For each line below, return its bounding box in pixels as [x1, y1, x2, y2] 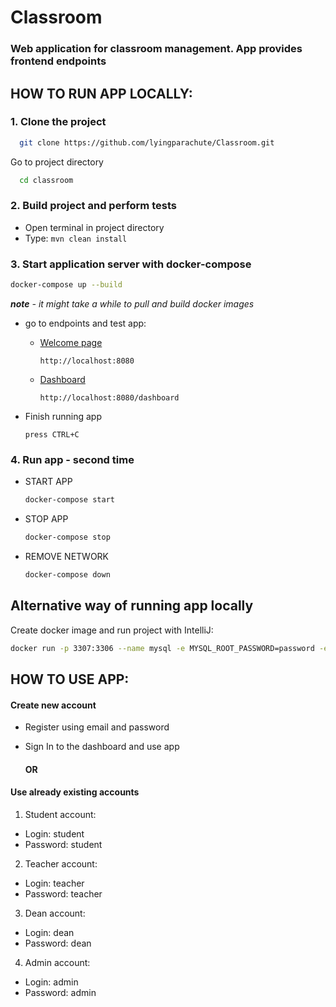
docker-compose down [24, 570, 111, 580]
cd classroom [19, 175, 74, 185]
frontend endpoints [10, 54, 107, 68]
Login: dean [24, 927, 75, 939]
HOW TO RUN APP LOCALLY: [10, 85, 193, 102]
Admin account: [24, 957, 91, 969]
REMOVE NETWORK [24, 551, 110, 563]
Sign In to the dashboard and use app [24, 741, 180, 753]
